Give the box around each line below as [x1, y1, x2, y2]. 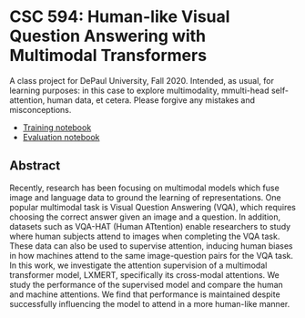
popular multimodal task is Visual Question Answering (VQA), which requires [9, 201, 296, 212]
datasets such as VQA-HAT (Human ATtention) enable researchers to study [9, 221, 291, 231]
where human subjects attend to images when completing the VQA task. [9, 231, 280, 241]
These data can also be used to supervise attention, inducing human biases [9, 240, 293, 251]
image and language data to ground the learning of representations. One [9, 191, 281, 202]
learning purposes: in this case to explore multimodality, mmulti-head [9, 85, 270, 96]
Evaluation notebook [22, 131, 100, 142]
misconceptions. [9, 104, 72, 115]
